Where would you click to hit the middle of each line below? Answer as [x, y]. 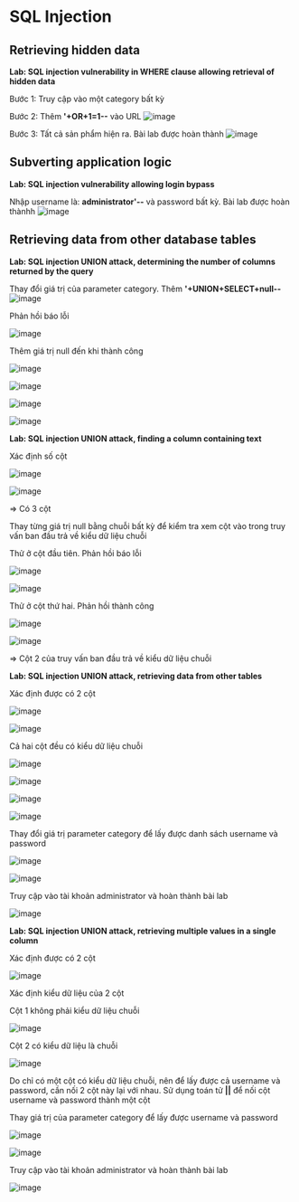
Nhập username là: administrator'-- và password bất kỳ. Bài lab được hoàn [150, 202]
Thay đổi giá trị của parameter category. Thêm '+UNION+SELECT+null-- [145, 289]
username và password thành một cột [80, 1100]
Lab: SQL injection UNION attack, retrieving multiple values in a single [143, 931]
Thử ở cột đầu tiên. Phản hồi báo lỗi [75, 553]
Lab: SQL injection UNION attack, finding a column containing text [135, 438]
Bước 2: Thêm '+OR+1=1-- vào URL [75, 116]
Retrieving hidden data [75, 50]
